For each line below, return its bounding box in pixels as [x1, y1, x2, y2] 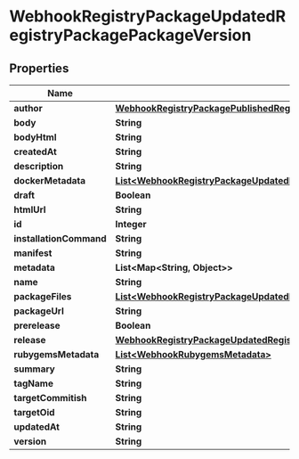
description [13, 160, 64, 172]
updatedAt [13, 421, 61, 433]
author [13, 102, 43, 114]
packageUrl [13, 305, 64, 317]
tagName [13, 377, 53, 389]
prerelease [13, 319, 61, 332]
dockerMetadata [13, 175, 86, 186]
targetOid [13, 406, 55, 418]
